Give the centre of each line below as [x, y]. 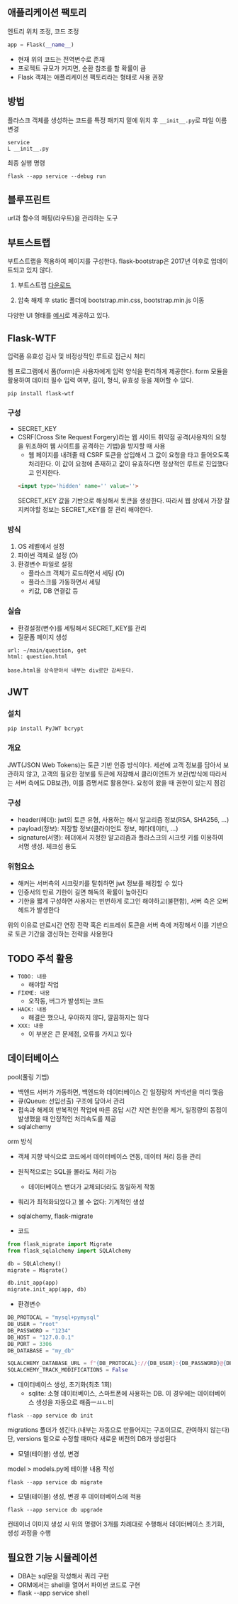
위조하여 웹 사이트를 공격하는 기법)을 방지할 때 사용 [95, 446]
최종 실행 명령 [27, 163]
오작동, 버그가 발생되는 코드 [66, 1001]
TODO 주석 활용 [40, 958]
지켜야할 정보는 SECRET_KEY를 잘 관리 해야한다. [85, 510]
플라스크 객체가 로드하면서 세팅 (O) [76, 573]
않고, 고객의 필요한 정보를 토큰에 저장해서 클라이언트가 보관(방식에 [117, 774]
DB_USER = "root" [33, 1325]
